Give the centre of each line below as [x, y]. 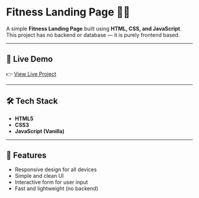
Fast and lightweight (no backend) [57, 188]
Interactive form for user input [51, 182]
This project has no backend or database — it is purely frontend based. [93, 34]
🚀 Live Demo [30, 59]
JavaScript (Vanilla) [40, 131]
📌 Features [26, 155]
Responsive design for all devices [56, 169]
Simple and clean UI [39, 176]
